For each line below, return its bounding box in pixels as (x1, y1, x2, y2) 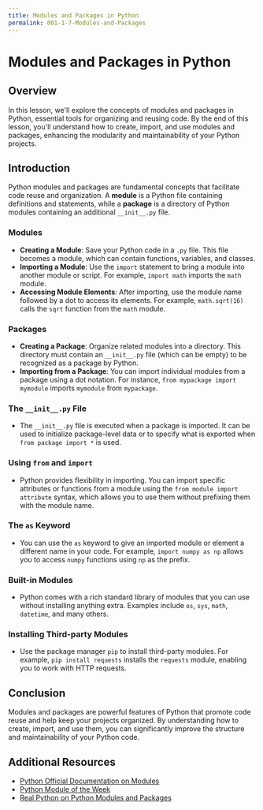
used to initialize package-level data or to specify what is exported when (19, 429, 256, 439)
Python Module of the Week (19, 785, 111, 794)
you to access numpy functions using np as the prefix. (19, 554, 191, 564)
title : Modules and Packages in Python (8, 11, 139, 20)
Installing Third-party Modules (8, 629, 128, 640)
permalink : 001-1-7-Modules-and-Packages (8, 19, 146, 27)
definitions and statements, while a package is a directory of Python (8, 199, 230, 209)
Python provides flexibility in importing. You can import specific (19, 475, 226, 485)
